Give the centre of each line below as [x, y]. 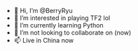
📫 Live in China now [44, 40]
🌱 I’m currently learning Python [58, 25]
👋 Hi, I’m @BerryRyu [43, 11]
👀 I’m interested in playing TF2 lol [62, 18]
